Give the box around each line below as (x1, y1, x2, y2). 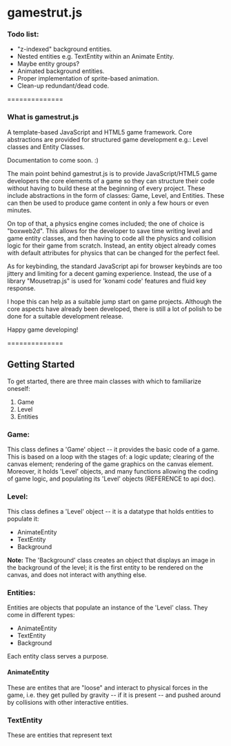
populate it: (7, 515, 39, 523)
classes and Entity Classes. (7, 143, 85, 151)
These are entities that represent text (7, 731, 112, 739)
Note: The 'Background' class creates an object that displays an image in (7, 556, 216, 565)
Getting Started (7, 359, 75, 370)
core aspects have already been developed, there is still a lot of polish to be (7, 305, 222, 313)
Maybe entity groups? (17, 60, 80, 68)
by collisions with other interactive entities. (7, 698, 129, 706)
